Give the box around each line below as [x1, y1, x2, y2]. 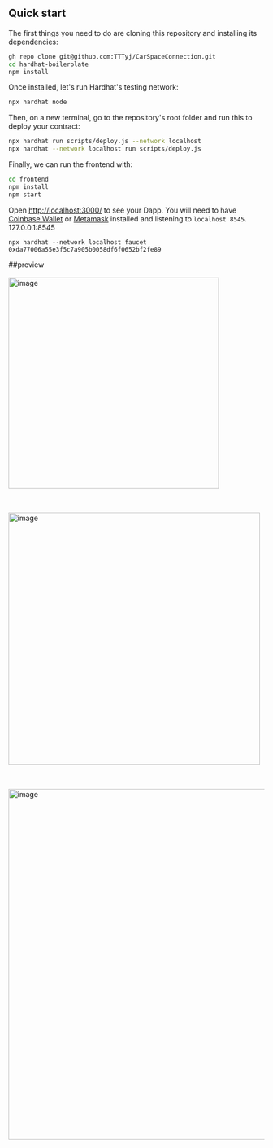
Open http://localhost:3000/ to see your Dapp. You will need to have [8, 205, 237, 215]
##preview [8, 260, 45, 269]
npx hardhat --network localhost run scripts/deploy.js [8, 145, 201, 153]
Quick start [8, 7, 67, 20]
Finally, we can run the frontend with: [8, 160, 133, 169]
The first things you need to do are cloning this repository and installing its [8, 28, 258, 37]
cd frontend [8, 175, 49, 184]
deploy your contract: [8, 121, 81, 131]
